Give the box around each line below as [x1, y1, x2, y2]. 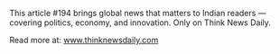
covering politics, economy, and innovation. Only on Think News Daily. [9, 17, 271, 28]
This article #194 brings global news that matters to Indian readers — [9, 8, 266, 18]
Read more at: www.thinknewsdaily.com [9, 35, 159, 45]
